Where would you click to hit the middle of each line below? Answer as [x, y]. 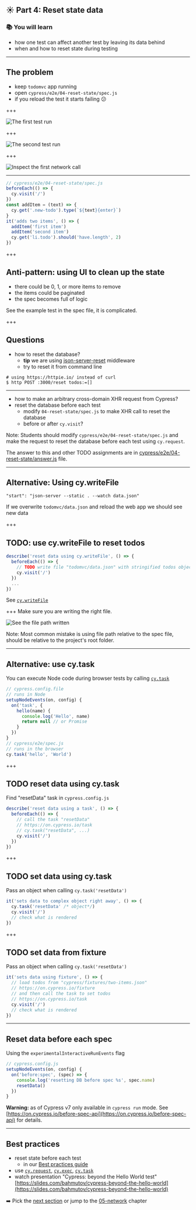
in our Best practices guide [56, 1164]
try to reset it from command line [63, 366]
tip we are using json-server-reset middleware [79, 360]
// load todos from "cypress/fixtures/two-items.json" [79, 983]
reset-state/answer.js [32, 459]
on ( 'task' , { [27, 705]
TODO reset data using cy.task [63, 784]
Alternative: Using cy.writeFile [63, 483]
